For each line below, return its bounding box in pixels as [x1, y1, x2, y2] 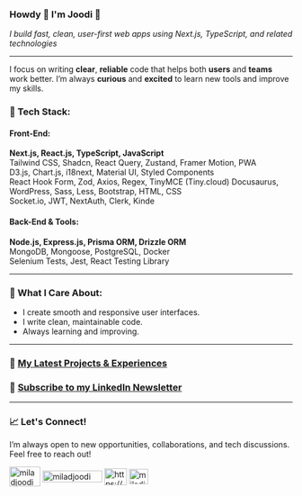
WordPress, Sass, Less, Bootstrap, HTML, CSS [9, 186, 182, 197]
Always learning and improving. [22, 326, 139, 337]
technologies [9, 38, 58, 49]
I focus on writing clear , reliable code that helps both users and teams [9, 64, 272, 75]
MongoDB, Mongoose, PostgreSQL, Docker [9, 246, 171, 257]
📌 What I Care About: [9, 286, 103, 299]
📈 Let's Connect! [9, 416, 87, 428]
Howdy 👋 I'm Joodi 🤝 [9, 8, 102, 21]
